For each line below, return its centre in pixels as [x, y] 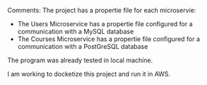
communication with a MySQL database [76, 32]
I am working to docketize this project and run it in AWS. [89, 74]
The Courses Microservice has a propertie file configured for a [108, 39]
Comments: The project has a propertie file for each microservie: [102, 10]
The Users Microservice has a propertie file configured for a [105, 24]
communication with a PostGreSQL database [83, 46]
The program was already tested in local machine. [80, 60]
